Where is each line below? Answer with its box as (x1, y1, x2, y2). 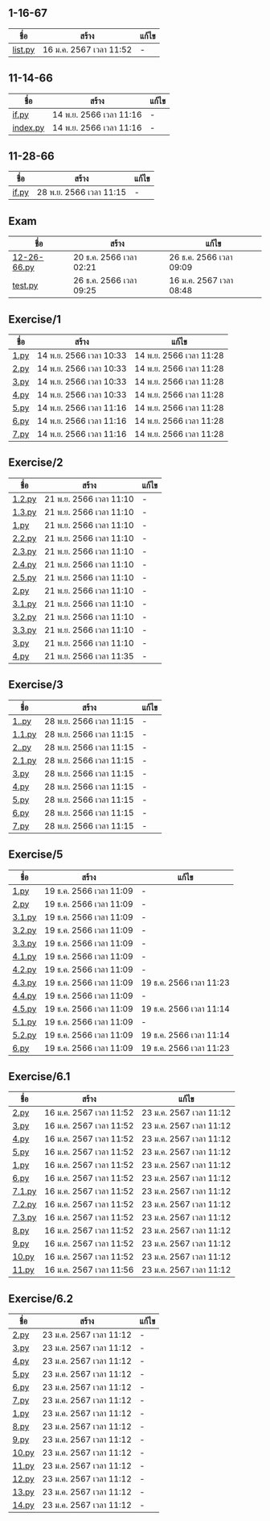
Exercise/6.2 (8, 1291, 74, 1305)
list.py (12, 44, 35, 55)
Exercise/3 (8, 678, 64, 692)
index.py (12, 122, 45, 133)
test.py (12, 280, 39, 291)
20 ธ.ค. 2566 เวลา (73, 251, 137, 263)
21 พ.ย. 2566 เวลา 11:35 (43, 650, 134, 662)
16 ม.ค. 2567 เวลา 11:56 (43, 1265, 134, 1276)
